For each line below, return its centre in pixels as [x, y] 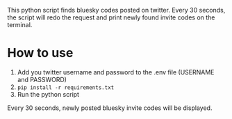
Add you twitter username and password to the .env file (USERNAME [116, 72]
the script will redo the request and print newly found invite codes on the [111, 17]
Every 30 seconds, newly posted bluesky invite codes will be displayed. [110, 108]
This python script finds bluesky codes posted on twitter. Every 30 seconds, [116, 10]
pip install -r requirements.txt [66, 87]
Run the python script [48, 94]
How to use [40, 53]
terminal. [20, 25]
